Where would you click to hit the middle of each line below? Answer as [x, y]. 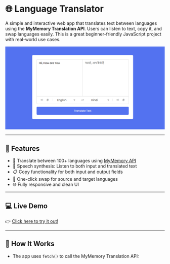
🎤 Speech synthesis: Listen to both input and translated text [75, 166]
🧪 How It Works [30, 244]
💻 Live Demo [27, 206]
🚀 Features [23, 148]
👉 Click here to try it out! [32, 221]
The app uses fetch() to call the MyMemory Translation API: [76, 256]
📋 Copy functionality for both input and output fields [68, 172]
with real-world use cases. [33, 39]
